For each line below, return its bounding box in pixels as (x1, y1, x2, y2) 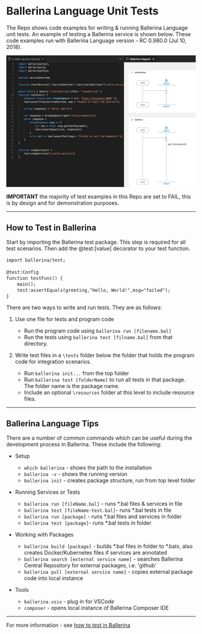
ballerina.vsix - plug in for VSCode (23, 598, 114, 605)
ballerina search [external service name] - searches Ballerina (23, 555, 183, 562)
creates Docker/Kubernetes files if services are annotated (23, 549, 167, 556)
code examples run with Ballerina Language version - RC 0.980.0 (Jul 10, (6, 37, 187, 44)
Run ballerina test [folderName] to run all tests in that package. (23, 376, 186, 383)
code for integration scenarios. (14, 358, 92, 365)
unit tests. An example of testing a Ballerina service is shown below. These (6, 30, 191, 37)
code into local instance (23, 574, 84, 582)
